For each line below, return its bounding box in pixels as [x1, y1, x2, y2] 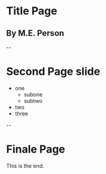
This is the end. [6, 162, 44, 169]
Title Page [6, 4, 57, 18]
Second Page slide [6, 65, 101, 78]
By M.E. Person [6, 28, 65, 38]
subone [23, 91, 43, 98]
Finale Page [6, 142, 66, 156]
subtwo [23, 97, 43, 104]
